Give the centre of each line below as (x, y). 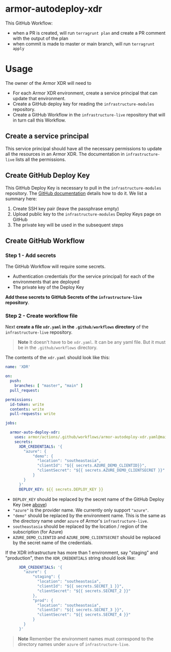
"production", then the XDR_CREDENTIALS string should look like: (70, 558)
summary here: (21, 199)
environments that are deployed (46, 282)
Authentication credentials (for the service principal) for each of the (83, 276)
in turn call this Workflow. (39, 120)
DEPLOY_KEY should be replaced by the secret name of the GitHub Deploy (88, 499)
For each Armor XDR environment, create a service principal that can (85, 93)
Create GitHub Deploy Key (48, 176)
